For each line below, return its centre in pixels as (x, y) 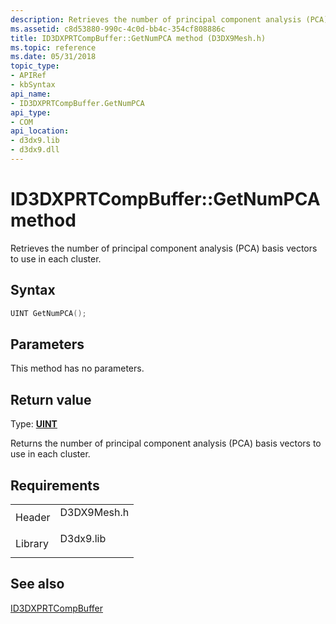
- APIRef (28, 76)
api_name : (31, 94)
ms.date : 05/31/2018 (53, 57)
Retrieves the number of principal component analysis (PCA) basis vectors (164, 248)
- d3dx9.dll (35, 150)
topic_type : (35, 66)
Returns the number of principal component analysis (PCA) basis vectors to (166, 443)
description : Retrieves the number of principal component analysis (156, 19)
